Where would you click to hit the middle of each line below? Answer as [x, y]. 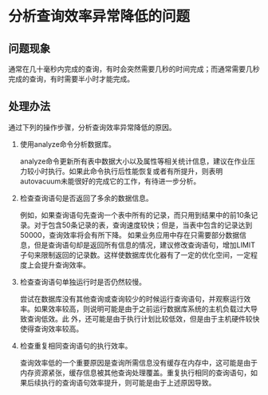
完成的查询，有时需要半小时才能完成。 [71, 79]
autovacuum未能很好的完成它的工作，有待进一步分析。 [110, 181]
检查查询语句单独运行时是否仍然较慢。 [83, 282]
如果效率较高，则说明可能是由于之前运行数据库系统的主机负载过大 [142, 309]
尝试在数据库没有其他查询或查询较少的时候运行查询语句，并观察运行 [132, 298]
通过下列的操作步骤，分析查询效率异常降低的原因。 [92, 127]
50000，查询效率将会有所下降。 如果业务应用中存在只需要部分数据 [130, 235]
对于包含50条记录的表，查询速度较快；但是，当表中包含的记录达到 [143, 225]
